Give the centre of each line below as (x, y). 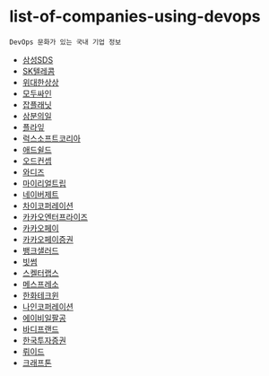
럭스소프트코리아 (51, 138)
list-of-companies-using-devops (135, 17)
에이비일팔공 (44, 318)
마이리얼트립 (44, 183)
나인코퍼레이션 (48, 306)
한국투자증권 (44, 340)
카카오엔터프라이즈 (55, 216)
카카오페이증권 (48, 239)
